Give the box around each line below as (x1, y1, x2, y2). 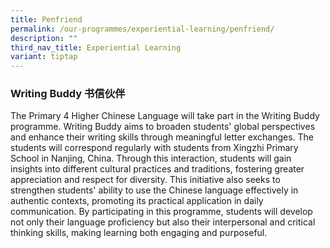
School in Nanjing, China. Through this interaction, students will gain (10, 152, 292, 165)
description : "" (10, 33, 78, 43)
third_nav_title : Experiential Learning (10, 42, 182, 53)
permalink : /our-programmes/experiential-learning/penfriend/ (10, 24, 275, 34)
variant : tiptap (10, 52, 78, 62)
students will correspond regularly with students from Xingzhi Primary (10, 142, 299, 154)
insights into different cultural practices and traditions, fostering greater (10, 163, 305, 175)
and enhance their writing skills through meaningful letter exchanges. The (10, 131, 315, 143)
